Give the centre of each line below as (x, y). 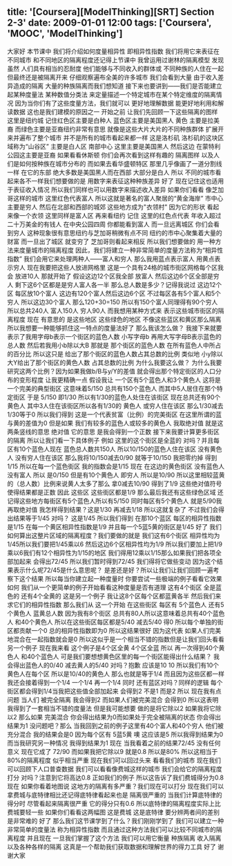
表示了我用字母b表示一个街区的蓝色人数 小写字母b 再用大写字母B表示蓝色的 (115, 336)
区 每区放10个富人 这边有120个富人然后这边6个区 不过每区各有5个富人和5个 (114, 293)
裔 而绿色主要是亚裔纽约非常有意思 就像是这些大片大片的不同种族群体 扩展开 (116, 129)
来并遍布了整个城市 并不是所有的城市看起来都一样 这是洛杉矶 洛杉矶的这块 (113, 138)
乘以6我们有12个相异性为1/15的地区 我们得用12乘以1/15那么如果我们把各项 (112, 553)
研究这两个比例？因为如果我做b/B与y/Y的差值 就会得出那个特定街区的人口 (112, 371)
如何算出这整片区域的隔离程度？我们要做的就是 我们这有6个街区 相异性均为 (114, 535)
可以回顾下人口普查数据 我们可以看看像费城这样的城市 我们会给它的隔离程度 (115, 768)
